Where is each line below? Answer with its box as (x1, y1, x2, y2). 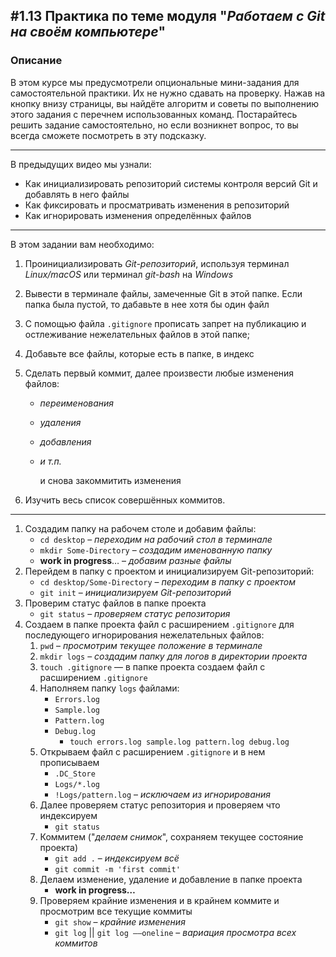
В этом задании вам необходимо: (10, 238, 155, 250)
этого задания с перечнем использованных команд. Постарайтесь (10, 108, 298, 120)
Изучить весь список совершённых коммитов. (24, 494, 226, 506)
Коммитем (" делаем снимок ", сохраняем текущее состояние (39, 830, 304, 843)
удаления (39, 416, 82, 428)
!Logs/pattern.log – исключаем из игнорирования (54, 788, 272, 800)
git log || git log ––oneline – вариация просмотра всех (54, 926, 297, 938)
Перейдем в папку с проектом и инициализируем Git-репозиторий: (24, 565, 315, 577)
